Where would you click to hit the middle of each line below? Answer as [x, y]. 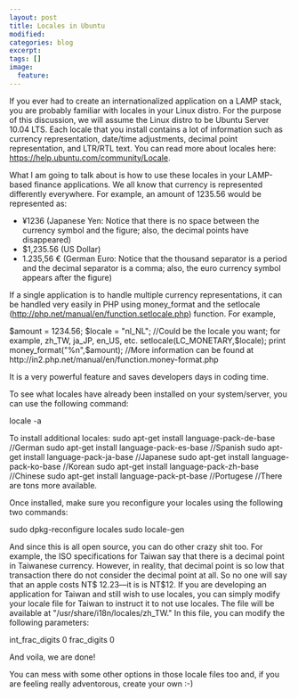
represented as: [38, 203]
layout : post [33, 17]
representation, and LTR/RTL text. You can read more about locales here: [143, 148]
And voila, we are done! [52, 657]
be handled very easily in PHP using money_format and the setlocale [135, 304]
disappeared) [47, 239]
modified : [28, 34]
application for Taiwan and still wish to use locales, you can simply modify [145, 594]
